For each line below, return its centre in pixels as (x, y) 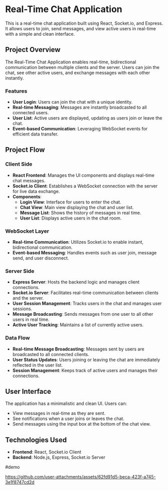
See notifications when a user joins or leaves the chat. (68, 418)
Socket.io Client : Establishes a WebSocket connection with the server (85, 186)
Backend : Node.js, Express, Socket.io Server (59, 457)
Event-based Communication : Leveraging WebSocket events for (80, 129)
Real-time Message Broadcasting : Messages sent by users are (78, 349)
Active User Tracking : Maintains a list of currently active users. (78, 325)
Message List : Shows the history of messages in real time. (80, 213)
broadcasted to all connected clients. (51, 354)
